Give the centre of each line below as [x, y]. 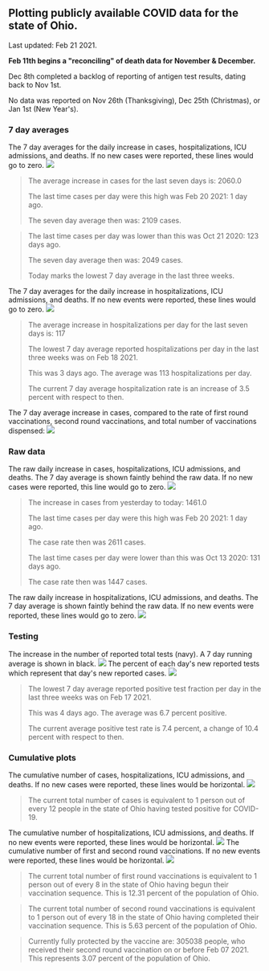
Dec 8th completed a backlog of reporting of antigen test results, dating [127, 76]
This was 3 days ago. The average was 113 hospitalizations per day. [140, 373]
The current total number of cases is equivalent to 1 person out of [137, 800]
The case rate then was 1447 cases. [88, 582]
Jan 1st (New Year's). [43, 108]
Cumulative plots [42, 757]
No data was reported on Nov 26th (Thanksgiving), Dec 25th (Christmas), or [134, 100]
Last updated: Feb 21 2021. [53, 45]
